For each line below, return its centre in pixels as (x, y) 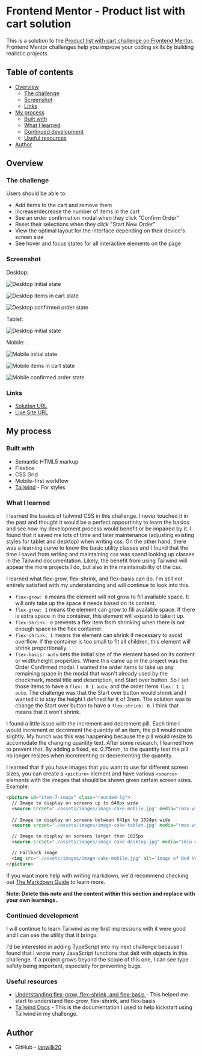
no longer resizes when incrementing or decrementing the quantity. (90, 756)
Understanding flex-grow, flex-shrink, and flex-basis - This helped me (101, 995)
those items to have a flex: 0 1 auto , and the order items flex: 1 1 (99, 686)
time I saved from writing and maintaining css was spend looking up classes (100, 554)
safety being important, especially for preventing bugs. (74, 966)
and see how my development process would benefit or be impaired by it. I (99, 529)
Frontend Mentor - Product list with (96, 11)
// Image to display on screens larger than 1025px (78, 836)
